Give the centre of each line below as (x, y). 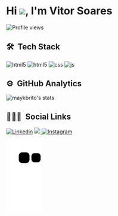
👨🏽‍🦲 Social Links (39, 116)
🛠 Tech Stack (33, 47)
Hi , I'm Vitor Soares (59, 11)
